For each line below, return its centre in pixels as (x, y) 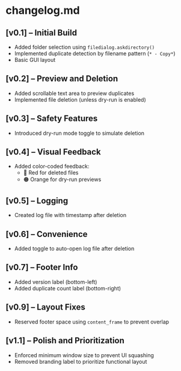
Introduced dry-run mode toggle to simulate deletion (79, 133)
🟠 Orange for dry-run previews (62, 179)
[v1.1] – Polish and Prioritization (65, 341)
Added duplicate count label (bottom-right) (68, 288)
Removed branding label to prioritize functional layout (81, 361)
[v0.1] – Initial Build (41, 33)
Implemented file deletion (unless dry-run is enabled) (80, 99)
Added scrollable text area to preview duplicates (74, 93)
